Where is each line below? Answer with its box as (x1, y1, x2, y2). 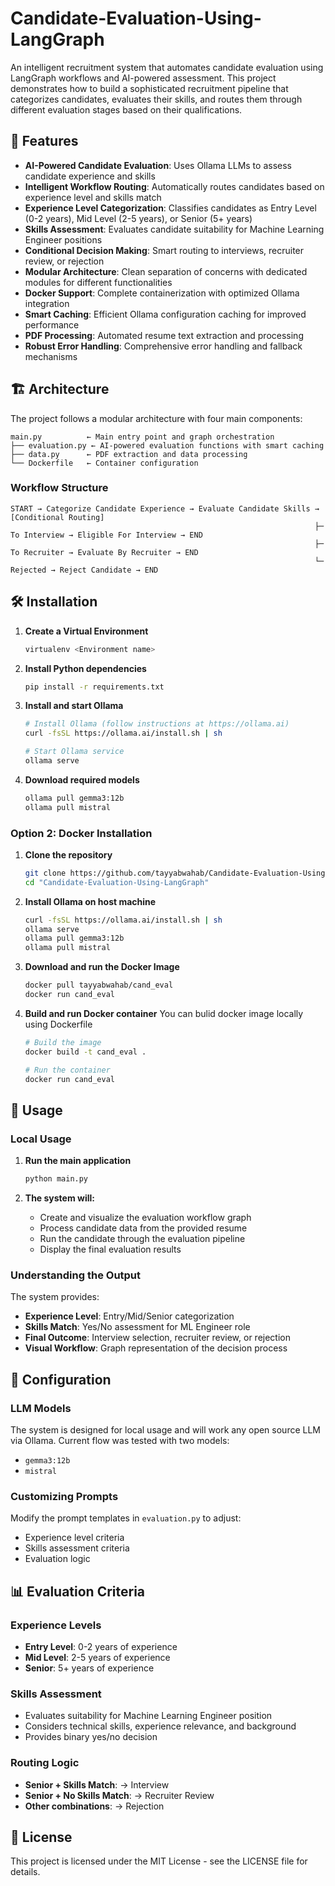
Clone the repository (24, 848, 113, 861)
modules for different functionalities (24, 276, 173, 288)
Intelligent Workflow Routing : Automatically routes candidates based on (24, 180, 325, 192)
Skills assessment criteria (24, 1542, 130, 1554)
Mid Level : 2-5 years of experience (24, 1652, 171, 1663)
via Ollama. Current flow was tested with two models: (10, 1435, 230, 1447)
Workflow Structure (10, 481, 109, 495)
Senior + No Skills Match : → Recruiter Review (24, 1789, 215, 1801)
